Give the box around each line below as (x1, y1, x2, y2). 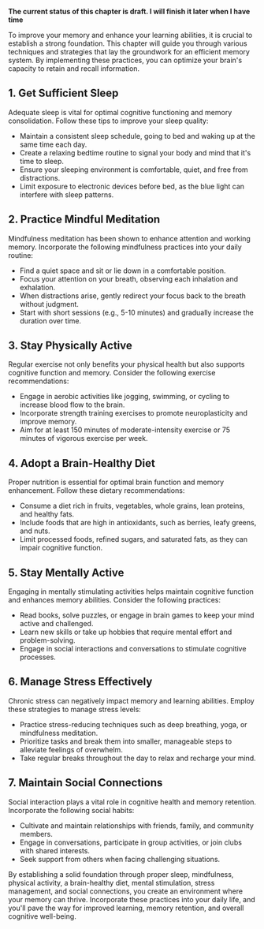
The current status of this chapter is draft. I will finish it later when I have (8, 7, 251, 16)
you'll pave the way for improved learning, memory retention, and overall (8, 903, 244, 912)
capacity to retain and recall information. (8, 64, 140, 73)
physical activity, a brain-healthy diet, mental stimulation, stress (8, 878, 215, 887)
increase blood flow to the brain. (19, 400, 125, 409)
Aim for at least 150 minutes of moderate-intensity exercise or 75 (19, 425, 231, 435)
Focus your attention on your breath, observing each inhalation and (19, 274, 239, 283)
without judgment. (19, 299, 79, 308)
